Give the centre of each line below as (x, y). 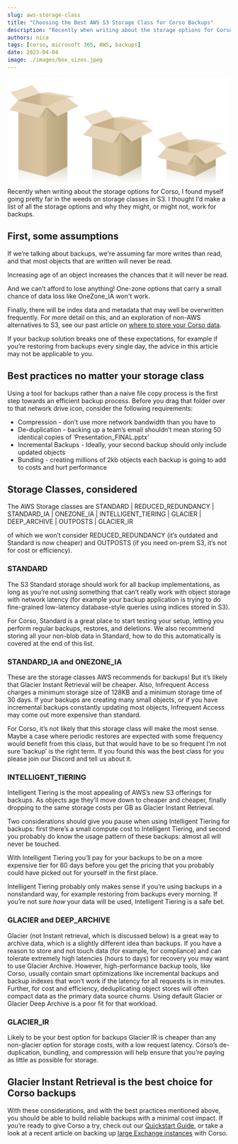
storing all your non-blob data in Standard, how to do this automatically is (114, 636)
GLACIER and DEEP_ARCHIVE (59, 920)
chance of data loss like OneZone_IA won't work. (79, 296)
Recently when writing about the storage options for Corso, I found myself (115, 191)
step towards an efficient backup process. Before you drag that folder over (117, 400)
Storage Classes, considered (73, 489)
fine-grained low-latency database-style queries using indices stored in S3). (119, 607)
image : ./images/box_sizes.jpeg (55, 60)
